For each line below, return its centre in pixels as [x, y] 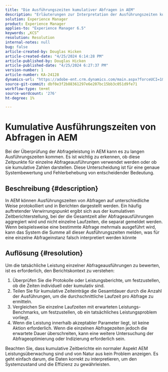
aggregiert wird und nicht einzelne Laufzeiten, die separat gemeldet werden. [84, 222]
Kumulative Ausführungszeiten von [80, 127]
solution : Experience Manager [37, 19]
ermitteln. [22, 301]
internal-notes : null [28, 42]
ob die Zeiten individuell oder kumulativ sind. [58, 286]
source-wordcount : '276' [31, 93]
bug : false [16, 47]
